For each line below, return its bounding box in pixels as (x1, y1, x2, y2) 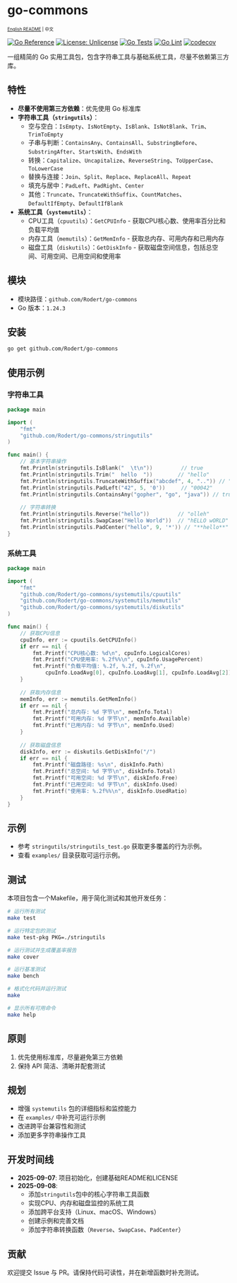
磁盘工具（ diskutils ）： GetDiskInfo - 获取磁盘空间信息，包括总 (28, 243, 213, 251)
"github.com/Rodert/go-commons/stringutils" (20, 432, 153, 439)
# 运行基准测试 (7, 966, 46, 973)
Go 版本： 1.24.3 (17, 303, 66, 312)
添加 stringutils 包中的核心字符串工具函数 (28, 1190, 150, 1199)
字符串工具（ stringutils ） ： (17, 112, 99, 122)
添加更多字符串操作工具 (17, 1131, 86, 1139)
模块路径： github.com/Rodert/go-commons (17, 294, 138, 303)
